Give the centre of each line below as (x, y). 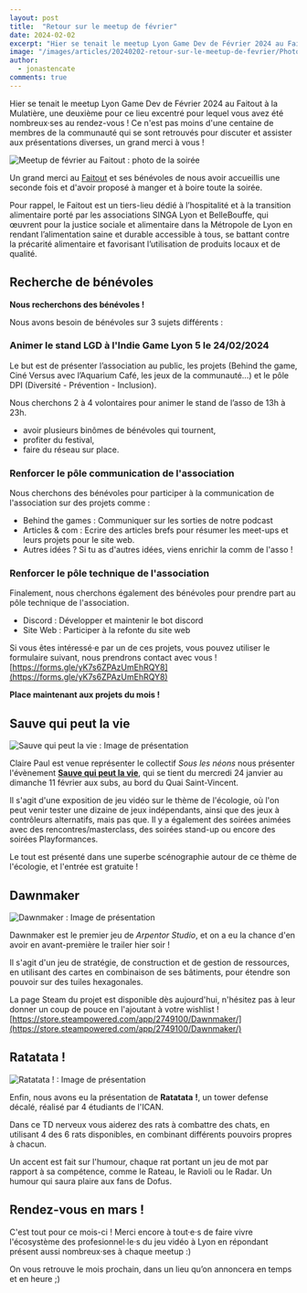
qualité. (24, 253)
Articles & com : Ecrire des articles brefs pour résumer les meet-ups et (155, 530)
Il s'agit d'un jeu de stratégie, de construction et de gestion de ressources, (149, 963)
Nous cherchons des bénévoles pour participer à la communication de (142, 493)
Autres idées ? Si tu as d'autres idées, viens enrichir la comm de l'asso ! (158, 550)
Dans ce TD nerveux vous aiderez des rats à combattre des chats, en (140, 1124)
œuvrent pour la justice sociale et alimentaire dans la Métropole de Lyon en (151, 224)
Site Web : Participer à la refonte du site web (106, 631)
